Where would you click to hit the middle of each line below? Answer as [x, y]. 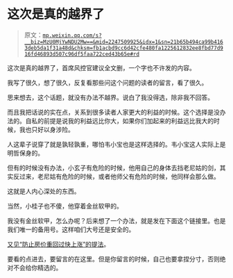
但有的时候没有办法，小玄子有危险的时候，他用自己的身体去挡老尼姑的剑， [113, 167]
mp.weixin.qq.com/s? [72, 35]
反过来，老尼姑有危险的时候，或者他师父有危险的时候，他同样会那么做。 [116, 176]
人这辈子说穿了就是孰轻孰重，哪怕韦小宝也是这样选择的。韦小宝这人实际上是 [116, 144]
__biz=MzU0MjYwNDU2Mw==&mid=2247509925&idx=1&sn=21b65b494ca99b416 [123, 42]
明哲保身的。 [25, 153]
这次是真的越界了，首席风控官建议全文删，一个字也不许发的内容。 [101, 67]
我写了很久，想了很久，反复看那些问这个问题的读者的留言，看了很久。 [107, 82]
